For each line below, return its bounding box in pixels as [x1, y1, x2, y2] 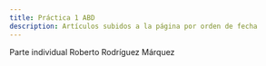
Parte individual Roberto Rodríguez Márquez [9, 46, 175, 57]
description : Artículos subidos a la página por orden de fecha [9, 22, 258, 31]
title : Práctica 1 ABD [9, 13, 95, 23]
